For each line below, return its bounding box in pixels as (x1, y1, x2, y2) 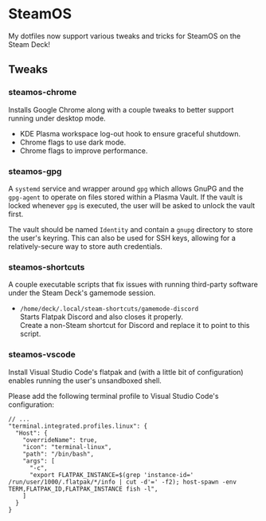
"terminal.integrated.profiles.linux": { (8, 422, 148, 430)
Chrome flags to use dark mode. (19, 137, 126, 147)
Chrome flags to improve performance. (19, 145, 148, 156)
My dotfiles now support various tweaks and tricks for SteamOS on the (8, 31, 241, 41)
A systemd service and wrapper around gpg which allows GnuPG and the (8, 184, 244, 193)
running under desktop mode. (8, 113, 106, 123)
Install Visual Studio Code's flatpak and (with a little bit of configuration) (8, 367, 244, 377)
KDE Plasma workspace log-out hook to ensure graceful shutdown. (19, 128, 241, 138)
